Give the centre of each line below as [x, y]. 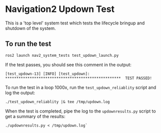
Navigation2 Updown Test [60, 9]
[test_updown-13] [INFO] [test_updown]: [48, 74]
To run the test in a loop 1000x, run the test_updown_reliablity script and [81, 87]
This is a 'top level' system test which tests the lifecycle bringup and [75, 23]
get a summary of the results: [35, 116]
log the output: [20, 93]
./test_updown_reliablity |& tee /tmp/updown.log [58, 102]
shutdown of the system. [31, 28]
